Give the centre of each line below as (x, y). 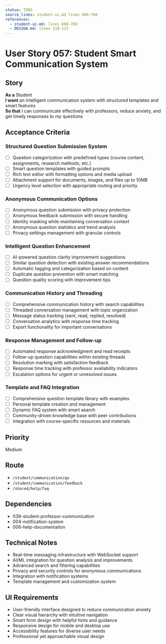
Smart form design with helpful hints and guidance (65, 620)
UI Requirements (32, 597)
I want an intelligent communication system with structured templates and (82, 100)
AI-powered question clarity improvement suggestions (69, 257)
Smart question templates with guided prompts (61, 168)
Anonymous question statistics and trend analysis (64, 227)
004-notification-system (38, 522)
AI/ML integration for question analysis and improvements (72, 560)
